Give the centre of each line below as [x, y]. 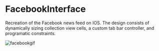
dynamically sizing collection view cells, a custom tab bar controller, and [80, 28]
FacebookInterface [45, 9]
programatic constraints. [30, 33]
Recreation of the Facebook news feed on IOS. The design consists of [77, 23]
